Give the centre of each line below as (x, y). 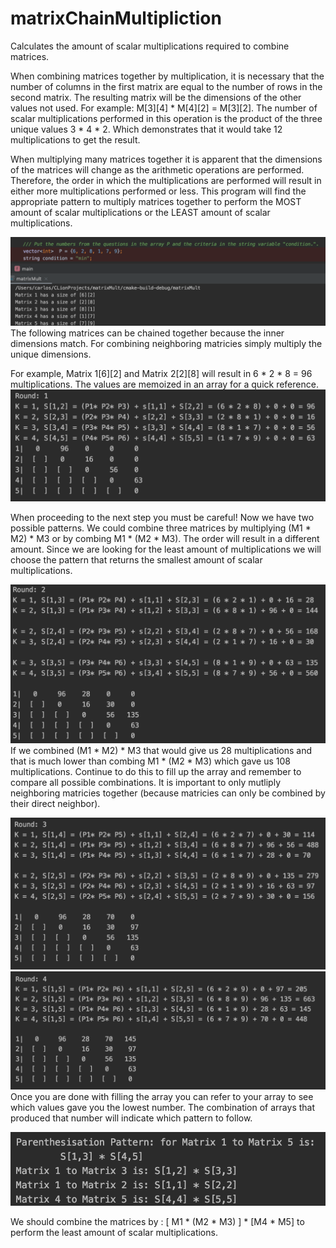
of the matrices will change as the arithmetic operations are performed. (157, 169)
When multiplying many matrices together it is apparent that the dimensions (166, 159)
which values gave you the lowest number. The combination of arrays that (163, 1108)
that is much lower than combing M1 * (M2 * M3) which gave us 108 (150, 761)
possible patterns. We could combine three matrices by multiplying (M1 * (161, 528)
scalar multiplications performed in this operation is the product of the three (166, 118)
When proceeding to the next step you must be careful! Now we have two (162, 517)
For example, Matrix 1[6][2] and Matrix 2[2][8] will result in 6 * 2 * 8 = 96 (161, 373)
